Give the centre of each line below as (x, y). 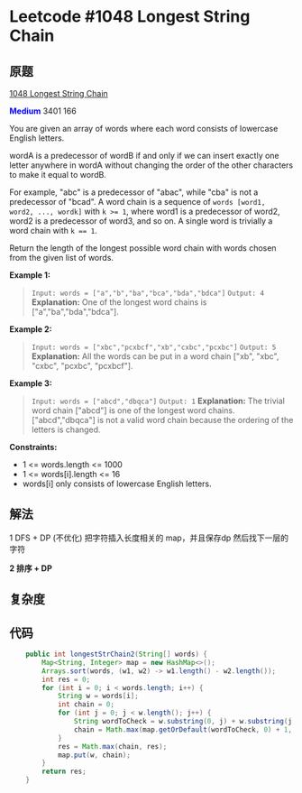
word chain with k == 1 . (53, 231)
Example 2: (31, 329)
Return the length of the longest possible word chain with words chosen (143, 248)
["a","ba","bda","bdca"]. (75, 312)
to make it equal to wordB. (58, 175)
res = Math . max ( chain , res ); (112, 746)
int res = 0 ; (66, 679)
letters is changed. (66, 429)
